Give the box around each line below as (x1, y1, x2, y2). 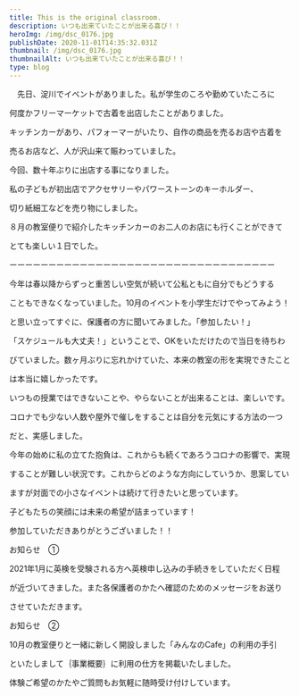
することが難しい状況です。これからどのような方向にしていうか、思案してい (9, 468, 290, 479)
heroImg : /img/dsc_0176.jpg (9, 29, 114, 38)
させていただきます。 (9, 600, 87, 612)
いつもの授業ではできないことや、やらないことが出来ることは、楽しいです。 (9, 392, 290, 403)
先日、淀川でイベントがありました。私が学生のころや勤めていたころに (16, 88, 275, 99)
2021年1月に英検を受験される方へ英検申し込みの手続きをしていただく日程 (9, 563, 280, 574)
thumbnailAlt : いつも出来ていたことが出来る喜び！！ (9, 55, 186, 63)
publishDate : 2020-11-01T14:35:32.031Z (9, 38, 158, 47)
